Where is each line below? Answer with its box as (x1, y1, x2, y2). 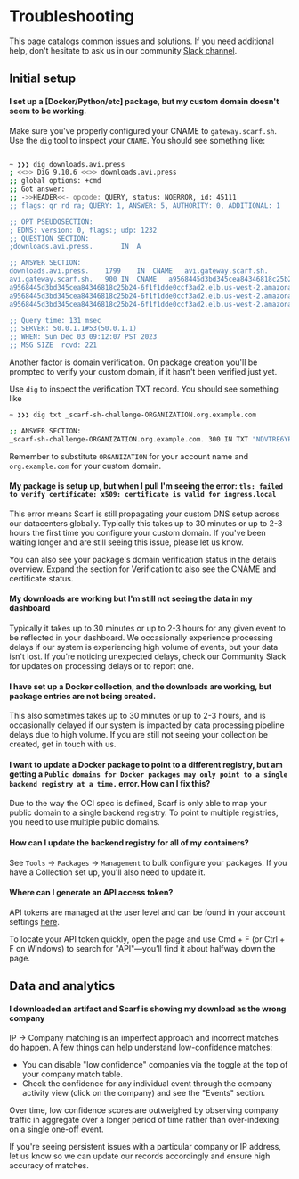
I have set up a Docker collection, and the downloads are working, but (9, 680, 272, 692)
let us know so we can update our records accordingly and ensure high (9, 1150, 271, 1161)
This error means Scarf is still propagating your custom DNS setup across (9, 508, 280, 519)
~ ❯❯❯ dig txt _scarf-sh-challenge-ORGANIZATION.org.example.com (9, 410, 256, 420)
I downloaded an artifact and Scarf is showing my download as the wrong (9, 1003, 287, 1014)
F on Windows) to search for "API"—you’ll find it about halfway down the (9, 943, 276, 953)
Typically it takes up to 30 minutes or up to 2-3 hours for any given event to (9, 622, 287, 634)
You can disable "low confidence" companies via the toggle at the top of (21, 1059, 288, 1070)
